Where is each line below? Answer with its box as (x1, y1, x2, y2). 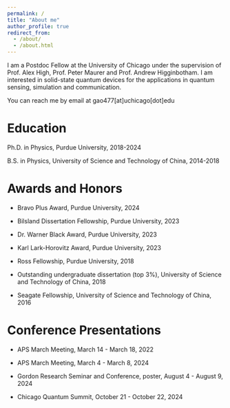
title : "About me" (7, 17, 60, 23)
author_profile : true (7, 23, 70, 30)
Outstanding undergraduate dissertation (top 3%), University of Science (17, 270, 222, 278)
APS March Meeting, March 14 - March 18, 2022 (17, 345, 154, 354)
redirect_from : (7, 29, 51, 37)
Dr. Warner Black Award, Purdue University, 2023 (17, 230, 157, 238)
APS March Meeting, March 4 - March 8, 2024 (17, 358, 149, 367)
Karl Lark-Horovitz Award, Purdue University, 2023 (17, 243, 162, 252)
